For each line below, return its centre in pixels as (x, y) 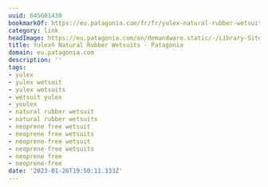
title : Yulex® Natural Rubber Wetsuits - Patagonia (96, 45)
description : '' (35, 60)
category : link (33, 30)
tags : (17, 68)
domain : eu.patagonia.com (51, 53)
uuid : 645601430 (35, 16)
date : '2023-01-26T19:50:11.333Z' (66, 171)
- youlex (23, 104)
